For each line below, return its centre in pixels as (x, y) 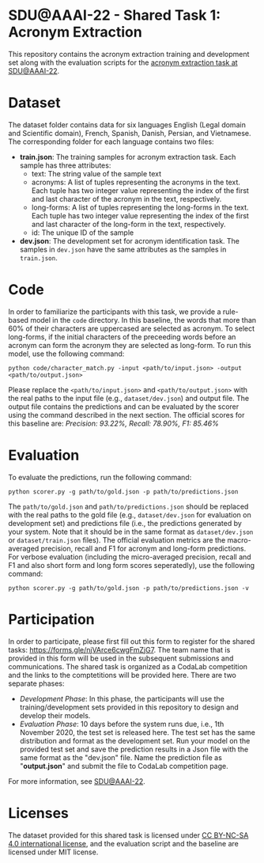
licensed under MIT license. (53, 852)
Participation (51, 619)
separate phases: (36, 683)
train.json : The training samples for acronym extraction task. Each (128, 157)
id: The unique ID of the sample (83, 233)
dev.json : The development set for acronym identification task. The (129, 240)
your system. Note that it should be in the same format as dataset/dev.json (131, 532)
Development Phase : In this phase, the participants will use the (122, 698)
